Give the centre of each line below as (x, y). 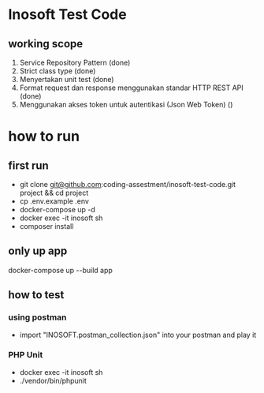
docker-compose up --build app (60, 270)
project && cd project (54, 193)
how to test (36, 295)
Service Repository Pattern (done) (75, 62)
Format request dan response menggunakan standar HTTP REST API (131, 88)
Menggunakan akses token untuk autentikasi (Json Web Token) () (126, 105)
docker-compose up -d (58, 210)
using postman (37, 317)
